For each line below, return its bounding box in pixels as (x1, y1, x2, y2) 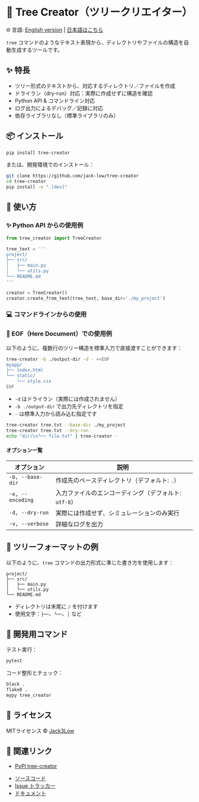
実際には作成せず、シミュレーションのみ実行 (55, 509, 179, 517)
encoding (9, 497, 34, 503)
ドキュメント (14, 790, 46, 797)
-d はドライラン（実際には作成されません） (14, 395, 120, 402)
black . (6, 681, 25, 687)
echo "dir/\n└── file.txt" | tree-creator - (6, 433, 118, 439)
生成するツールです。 (11, 46, 63, 53)
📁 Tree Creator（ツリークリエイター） (6, 5, 192, 19)
